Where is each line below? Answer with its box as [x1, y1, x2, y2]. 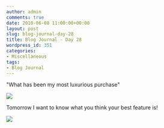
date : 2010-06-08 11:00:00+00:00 [6, 20, 90, 26]
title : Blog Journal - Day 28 [6, 37, 82, 43]
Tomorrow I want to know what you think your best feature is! [6, 104, 158, 111]
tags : [6, 59, 20, 65]
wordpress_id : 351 [6, 43, 52, 49]
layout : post [6, 25, 39, 32]
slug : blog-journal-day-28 [6, 31, 74, 37]
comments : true [6, 14, 44, 20]
